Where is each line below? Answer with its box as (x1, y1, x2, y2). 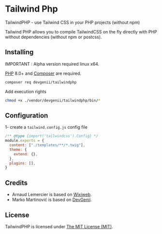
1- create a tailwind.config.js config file (5, 124, 88, 130)
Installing (5, 48, 34, 56)
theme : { (9, 147, 27, 152)
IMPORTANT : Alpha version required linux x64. (5, 61, 100, 67)
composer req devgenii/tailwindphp (5, 80, 77, 84)
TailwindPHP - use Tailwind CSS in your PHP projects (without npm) (5, 19, 140, 25)
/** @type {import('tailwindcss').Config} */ (5, 134, 98, 139)
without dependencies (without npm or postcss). (5, 34, 102, 40)
